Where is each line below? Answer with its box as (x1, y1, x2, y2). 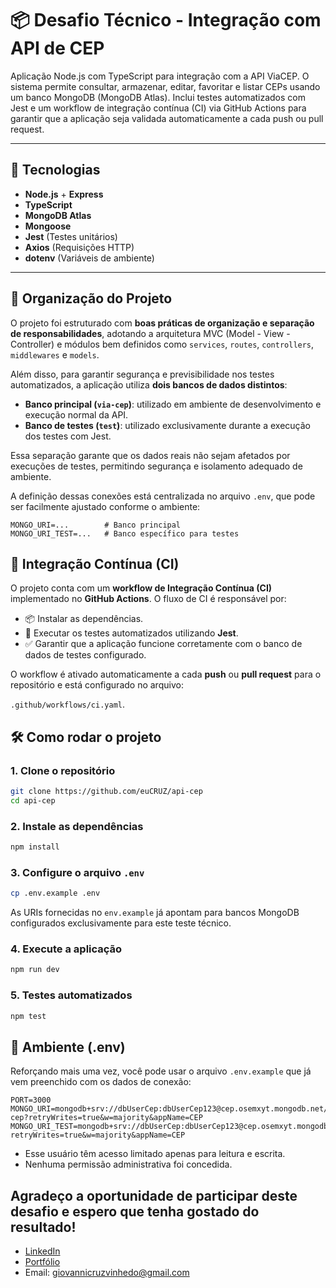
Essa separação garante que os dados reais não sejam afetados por (10, 449, 291, 461)
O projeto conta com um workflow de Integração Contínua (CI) (10, 582, 273, 594)
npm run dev (10, 965, 60, 975)
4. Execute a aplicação (10, 942, 123, 956)
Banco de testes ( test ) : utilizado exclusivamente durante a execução (24, 419, 312, 431)
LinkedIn (24, 1245, 61, 1257)
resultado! (10, 1218, 77, 1236)
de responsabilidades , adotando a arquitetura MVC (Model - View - (10, 327, 291, 339)
